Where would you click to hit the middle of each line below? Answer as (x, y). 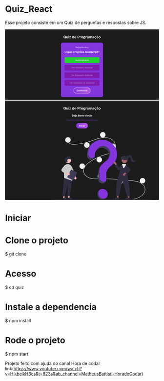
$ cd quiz (15, 287)
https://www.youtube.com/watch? (48, 368)
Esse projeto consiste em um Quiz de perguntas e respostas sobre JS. (76, 22)
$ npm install (18, 320)
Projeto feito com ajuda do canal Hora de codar (53, 363)
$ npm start (17, 354)
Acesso (21, 274)
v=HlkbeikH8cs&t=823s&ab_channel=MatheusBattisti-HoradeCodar (73, 374)
